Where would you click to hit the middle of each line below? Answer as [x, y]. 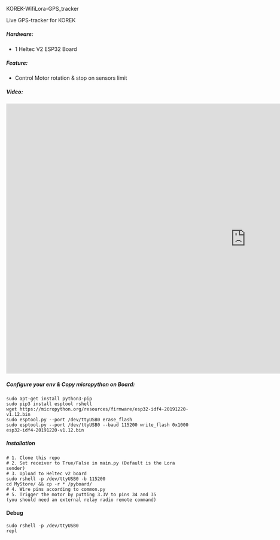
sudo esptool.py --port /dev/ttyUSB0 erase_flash [69, 420]
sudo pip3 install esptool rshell [49, 404]
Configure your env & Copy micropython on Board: [71, 384]
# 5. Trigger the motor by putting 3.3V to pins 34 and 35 [81, 494]
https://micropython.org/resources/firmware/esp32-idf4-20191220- [104, 409]
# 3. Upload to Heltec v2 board [46, 473]
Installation [21, 444]
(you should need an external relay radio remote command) [81, 500]
